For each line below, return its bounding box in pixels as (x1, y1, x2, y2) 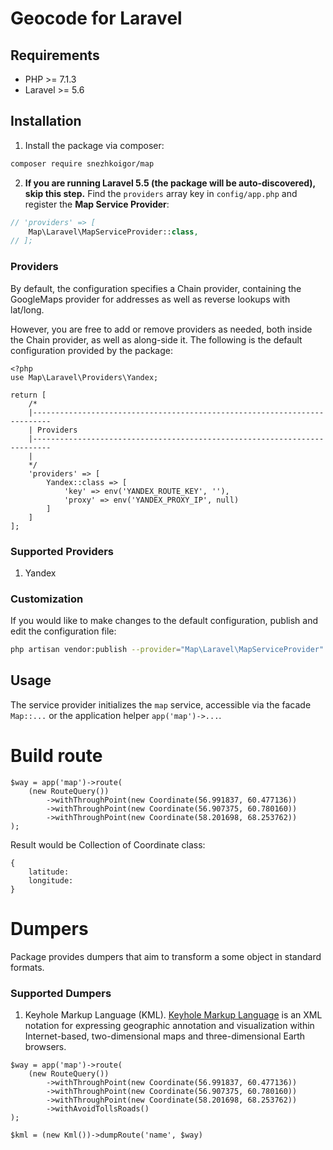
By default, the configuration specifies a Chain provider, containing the (10, 282, 302, 294)
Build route (10, 745, 103, 767)
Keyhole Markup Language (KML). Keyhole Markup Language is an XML (24, 1009, 323, 1021)
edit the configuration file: (10, 625, 117, 637)
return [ (10, 390, 47, 400)
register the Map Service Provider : (24, 198, 170, 210)
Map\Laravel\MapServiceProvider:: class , (28, 227, 199, 237)
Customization (10, 592, 84, 606)
